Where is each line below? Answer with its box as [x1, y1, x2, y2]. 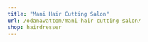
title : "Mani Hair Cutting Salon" [7, 10, 110, 18]
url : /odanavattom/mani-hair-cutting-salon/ [7, 17, 142, 24]
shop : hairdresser [7, 23, 62, 31]
